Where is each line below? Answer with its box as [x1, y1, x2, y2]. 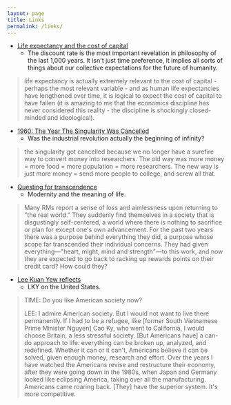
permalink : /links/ [7, 23, 63, 30]
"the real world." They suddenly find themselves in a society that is [23, 211, 214, 219]
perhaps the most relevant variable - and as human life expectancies [23, 84, 219, 93]
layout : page [7, 10, 45, 17]
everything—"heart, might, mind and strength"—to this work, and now [23, 247, 223, 256]
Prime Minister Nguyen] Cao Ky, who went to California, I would [23, 324, 205, 333]
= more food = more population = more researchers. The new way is [23, 163, 219, 171]
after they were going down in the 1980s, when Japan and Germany [23, 368, 217, 376]
